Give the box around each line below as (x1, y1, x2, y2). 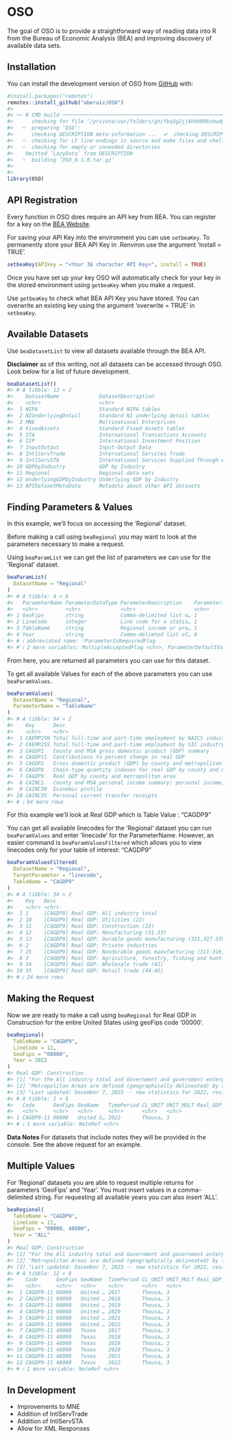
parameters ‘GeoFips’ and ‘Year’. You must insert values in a (7, 1185, 177, 1194)
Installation (7, 61, 56, 73)
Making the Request (7, 993, 94, 1005)
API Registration (7, 195, 78, 206)
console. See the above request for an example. (7, 1140, 142, 1148)
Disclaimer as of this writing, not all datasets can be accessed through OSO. (7, 360, 223, 368)
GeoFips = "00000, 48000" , (13, 1225, 90, 1232)
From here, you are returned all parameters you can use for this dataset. (7, 656, 210, 665)
